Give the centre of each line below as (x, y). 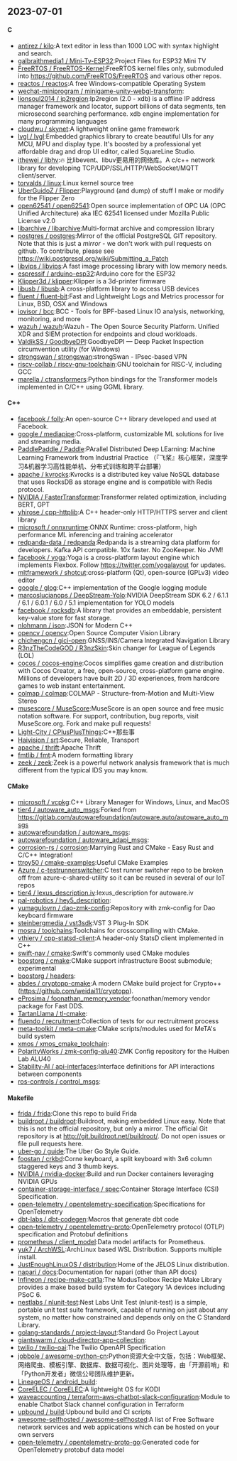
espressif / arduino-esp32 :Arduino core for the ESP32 (97, 274)
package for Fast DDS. (50, 1006)
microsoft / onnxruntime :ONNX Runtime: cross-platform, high (107, 527)
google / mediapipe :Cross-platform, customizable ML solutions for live (121, 433)
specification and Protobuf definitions (73, 1234)
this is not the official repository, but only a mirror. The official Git (112, 1128)
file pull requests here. (50, 1144)
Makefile (21, 1098)
